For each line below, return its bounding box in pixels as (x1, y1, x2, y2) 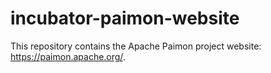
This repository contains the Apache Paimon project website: (10, 40, 262, 52)
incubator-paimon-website (10, 7, 240, 30)
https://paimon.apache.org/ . (10, 50, 126, 62)
